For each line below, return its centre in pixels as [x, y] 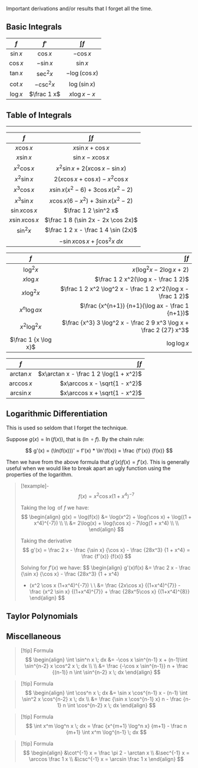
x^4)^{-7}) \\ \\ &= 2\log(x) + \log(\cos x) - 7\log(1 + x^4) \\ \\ [106, 523]
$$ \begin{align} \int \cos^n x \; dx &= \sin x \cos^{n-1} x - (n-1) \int [106, 693]
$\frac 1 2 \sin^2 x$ [91, 210]
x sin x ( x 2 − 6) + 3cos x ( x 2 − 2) [91, 189]
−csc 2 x [44, 84]
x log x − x [82, 94]
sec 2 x [44, 73]
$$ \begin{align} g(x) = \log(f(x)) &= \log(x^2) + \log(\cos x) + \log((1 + [106, 517]
